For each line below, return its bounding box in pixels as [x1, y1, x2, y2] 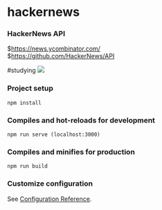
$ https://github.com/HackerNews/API [7, 52, 115, 60]
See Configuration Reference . [7, 195, 92, 203]
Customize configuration [7, 179, 93, 189]
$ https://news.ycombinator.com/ [7, 44, 100, 53]
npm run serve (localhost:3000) [7, 131, 100, 139]
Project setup [7, 84, 53, 94]
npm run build [7, 163, 48, 170]
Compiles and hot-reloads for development [7, 115, 156, 125]
